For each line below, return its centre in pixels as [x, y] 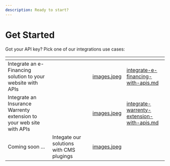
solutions [63, 143]
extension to [23, 116]
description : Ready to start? [37, 10]
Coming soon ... [27, 146]
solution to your [26, 76]
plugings [63, 156]
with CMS [64, 150]
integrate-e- [142, 70]
